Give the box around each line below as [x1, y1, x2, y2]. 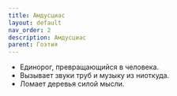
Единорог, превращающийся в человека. [19, 62, 160, 72]
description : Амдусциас [8, 33, 87, 42]
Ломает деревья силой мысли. [19, 79, 125, 89]
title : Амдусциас [8, 11, 66, 20]
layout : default [8, 19, 62, 27]
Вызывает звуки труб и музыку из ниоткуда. [19, 71, 170, 80]
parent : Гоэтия [8, 41, 58, 49]
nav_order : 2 [8, 26, 51, 34]
